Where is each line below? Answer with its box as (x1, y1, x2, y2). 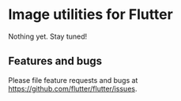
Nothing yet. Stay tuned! (8, 32, 88, 41)
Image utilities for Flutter (8, 6, 174, 24)
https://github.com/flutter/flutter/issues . (8, 84, 138, 93)
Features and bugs (8, 54, 103, 68)
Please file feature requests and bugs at (8, 75, 138, 84)
